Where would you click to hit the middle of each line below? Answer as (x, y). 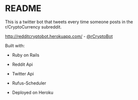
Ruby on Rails (26, 55)
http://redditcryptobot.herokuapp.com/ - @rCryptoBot (59, 36)
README (23, 8)
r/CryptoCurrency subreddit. (33, 27)
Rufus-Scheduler (29, 83)
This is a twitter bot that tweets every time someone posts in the (69, 22)
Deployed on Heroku (32, 92)
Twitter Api (23, 73)
